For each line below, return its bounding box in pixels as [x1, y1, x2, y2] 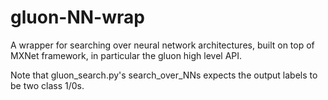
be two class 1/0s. [10, 79, 85, 91]
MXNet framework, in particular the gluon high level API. [10, 49, 243, 61]
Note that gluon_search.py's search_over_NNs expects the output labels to [10, 69, 318, 81]
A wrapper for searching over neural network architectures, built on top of [10, 39, 315, 51]
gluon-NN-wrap [10, 6, 145, 29]
